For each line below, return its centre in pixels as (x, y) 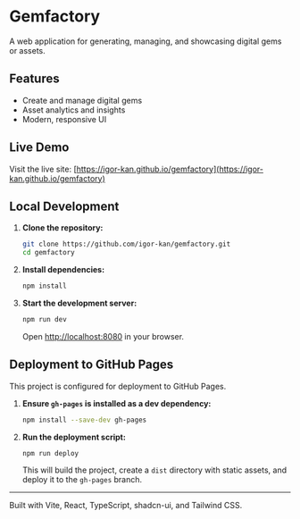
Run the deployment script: (74, 437)
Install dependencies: (63, 270)
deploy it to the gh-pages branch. (82, 480)
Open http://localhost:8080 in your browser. (103, 336)
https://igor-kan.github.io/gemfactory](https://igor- (170, 169)
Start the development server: (79, 303)
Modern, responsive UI (64, 119)
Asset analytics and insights (74, 110)
